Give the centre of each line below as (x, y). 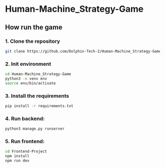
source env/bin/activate (30, 83)
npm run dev (17, 161)
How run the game (34, 27)
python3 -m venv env (26, 79)
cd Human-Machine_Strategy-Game (38, 74)
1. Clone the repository (33, 41)
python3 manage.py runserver (35, 129)
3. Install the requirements (37, 96)
